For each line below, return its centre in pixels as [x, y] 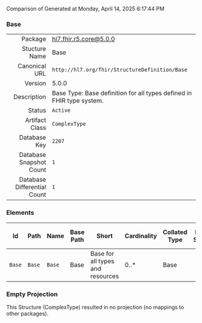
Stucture [34, 49]
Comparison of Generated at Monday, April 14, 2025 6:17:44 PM [85, 9]
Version [35, 84]
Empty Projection [32, 294]
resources [105, 276]
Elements [20, 213]
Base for [102, 253]
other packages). [28, 313]
